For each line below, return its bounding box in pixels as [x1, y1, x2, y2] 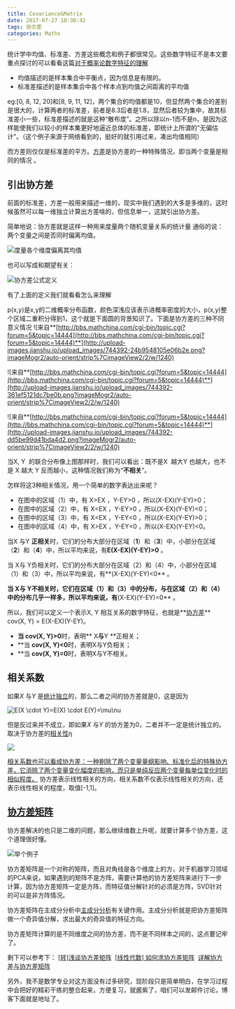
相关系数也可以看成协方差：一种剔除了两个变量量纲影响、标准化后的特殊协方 [7, 757, 228, 766]
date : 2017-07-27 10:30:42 [7, 17, 86, 24]
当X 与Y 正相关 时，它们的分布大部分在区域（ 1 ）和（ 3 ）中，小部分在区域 [7, 537, 216, 546]
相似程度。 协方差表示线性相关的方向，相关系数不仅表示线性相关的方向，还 [7, 775, 224, 783]
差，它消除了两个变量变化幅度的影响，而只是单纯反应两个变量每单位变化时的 [7, 766, 228, 774]
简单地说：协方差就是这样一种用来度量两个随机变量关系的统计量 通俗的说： [7, 222, 224, 231]
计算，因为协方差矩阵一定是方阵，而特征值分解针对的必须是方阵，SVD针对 [7, 882, 222, 890]
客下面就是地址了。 [7, 994, 63, 1003]
